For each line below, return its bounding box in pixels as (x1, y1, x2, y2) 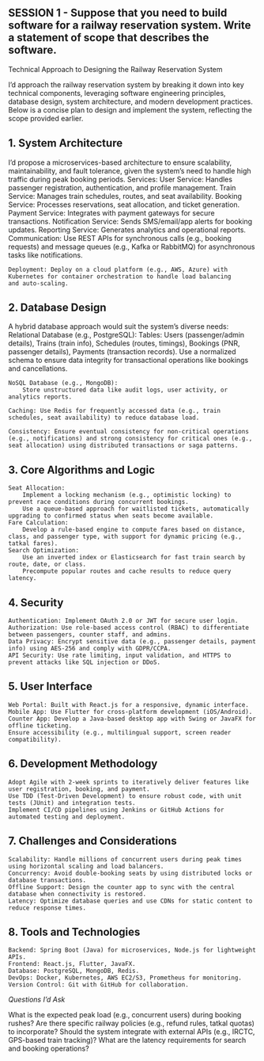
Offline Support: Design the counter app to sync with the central (8, 883, 236, 891)
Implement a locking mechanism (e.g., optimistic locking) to (22, 491, 232, 499)
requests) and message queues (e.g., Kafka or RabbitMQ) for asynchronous (8, 242, 255, 251)
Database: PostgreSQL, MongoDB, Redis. (8, 967, 140, 975)
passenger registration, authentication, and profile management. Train (8, 182, 236, 193)
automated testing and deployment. (8, 812, 126, 821)
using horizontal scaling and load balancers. (8, 862, 164, 870)
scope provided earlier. (8, 113, 84, 123)
